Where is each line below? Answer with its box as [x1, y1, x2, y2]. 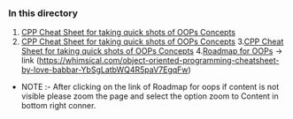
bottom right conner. [20, 100, 96, 111]
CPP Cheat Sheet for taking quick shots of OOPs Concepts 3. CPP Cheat [20, 36, 284, 47]
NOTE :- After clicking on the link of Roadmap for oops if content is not [20, 82, 280, 93]
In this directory [8, 7, 79, 19]
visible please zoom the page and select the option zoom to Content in [20, 91, 280, 101]
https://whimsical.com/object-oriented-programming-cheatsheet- [38, 56, 280, 66]
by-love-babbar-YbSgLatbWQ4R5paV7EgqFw [20, 64, 189, 75]
